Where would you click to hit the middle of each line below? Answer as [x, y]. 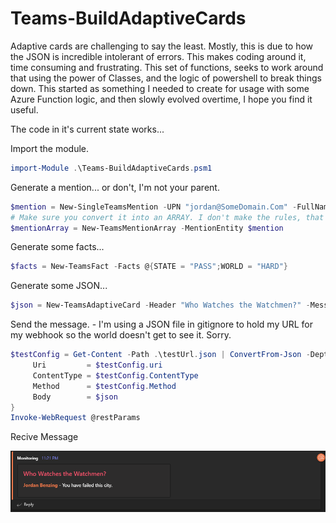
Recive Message [44, 437]
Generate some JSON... [59, 286]
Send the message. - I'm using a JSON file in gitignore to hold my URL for [161, 324]
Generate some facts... [57, 247]
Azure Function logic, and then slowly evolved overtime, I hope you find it [161, 99]
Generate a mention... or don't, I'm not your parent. [115, 187]
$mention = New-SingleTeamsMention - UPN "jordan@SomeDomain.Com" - [154, 207]
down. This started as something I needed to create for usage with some [160, 88]
